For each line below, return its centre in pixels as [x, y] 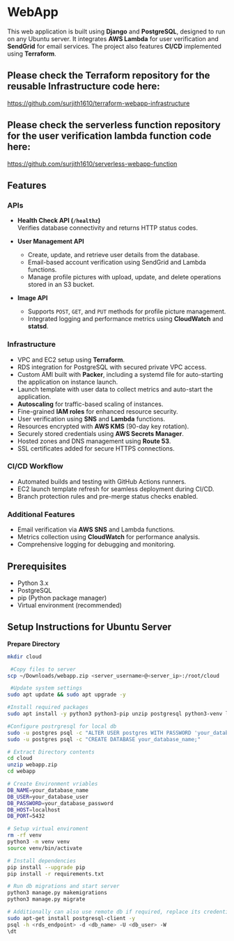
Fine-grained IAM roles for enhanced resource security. [98, 411]
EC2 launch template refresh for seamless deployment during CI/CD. [116, 489]
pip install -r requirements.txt [56, 874]
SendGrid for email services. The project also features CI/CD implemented [114, 46]
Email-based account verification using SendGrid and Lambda [117, 263]
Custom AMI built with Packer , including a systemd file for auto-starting [120, 374]
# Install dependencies [42, 861]
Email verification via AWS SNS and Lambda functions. [96, 529]
